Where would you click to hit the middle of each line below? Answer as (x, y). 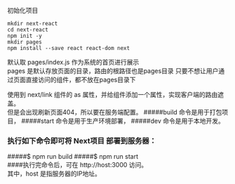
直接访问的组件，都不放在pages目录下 (81, 80)
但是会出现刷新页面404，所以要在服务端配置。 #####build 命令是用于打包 (115, 112)
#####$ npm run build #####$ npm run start (73, 157)
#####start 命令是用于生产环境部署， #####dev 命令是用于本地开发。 (122, 121)
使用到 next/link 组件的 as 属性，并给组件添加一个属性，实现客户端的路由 (113, 94)
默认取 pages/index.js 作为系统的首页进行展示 (73, 62)
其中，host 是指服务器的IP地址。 (54, 173)
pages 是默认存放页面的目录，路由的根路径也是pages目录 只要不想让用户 (113, 71)
